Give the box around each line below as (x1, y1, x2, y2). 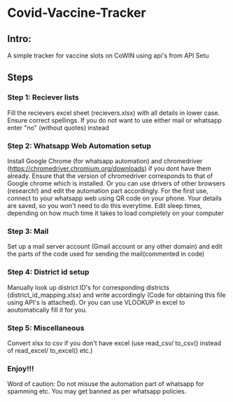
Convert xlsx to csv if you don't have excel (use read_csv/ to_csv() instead (7, 338, 222, 347)
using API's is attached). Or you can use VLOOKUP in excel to (7, 298, 185, 306)
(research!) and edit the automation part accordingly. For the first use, (7, 186, 209, 195)
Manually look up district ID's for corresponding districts (7, 283, 170, 291)
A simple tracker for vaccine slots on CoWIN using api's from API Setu (7, 51, 209, 60)
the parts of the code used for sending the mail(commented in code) (7, 250, 205, 258)
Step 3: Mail (7, 226, 49, 236)
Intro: (7, 33, 31, 45)
